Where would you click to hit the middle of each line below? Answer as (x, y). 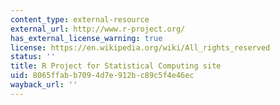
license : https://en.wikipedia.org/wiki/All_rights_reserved (140, 47)
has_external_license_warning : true (86, 38)
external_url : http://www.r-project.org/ (98, 29)
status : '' (33, 57)
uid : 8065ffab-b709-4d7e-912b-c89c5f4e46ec (102, 76)
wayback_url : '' (44, 85)
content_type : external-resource (80, 19)
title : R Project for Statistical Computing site (116, 66)
